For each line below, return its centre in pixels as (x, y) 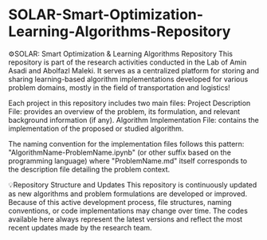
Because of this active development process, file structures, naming (120, 202)
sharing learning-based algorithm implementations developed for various (128, 79)
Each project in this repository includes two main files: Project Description (130, 103)
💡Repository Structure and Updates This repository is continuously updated (133, 184)
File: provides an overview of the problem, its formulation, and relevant (124, 111)
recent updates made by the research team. (80, 227)
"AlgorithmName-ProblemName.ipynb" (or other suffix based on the (120, 152)
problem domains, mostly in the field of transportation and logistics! (120, 87)
